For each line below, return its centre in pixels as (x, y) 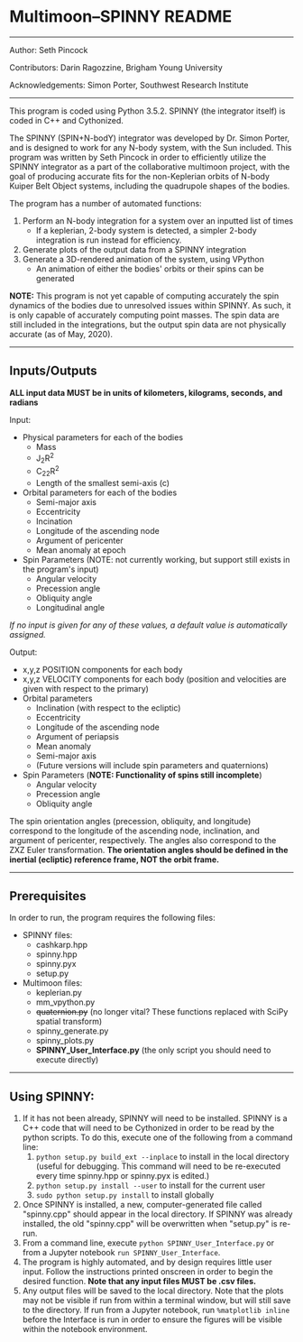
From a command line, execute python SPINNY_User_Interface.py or (148, 1243)
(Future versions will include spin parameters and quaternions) (152, 765)
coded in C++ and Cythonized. (67, 120)
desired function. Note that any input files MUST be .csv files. (139, 1282)
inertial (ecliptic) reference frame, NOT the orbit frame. (115, 859)
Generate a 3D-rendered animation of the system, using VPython (143, 259)
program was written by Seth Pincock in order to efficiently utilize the (138, 157)
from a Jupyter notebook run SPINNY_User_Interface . (121, 1253)
